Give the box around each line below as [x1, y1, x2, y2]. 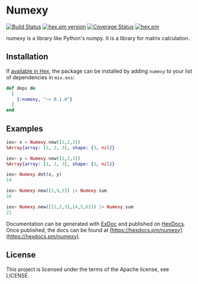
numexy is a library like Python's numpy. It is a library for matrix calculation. [6, 34, 190, 41]
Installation [6, 51, 48, 62]
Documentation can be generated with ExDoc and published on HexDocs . [6, 220, 186, 227]
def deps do [6, 85, 35, 91]
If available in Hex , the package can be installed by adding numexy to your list [6, 67, 193, 75]
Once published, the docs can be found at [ [6, 226, 112, 234]
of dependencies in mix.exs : [6, 73, 75, 80]
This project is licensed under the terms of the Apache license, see [6, 266, 170, 273]
